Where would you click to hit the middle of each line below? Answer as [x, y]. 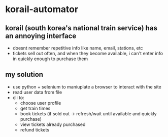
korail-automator [42, 9]
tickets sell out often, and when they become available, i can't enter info [88, 53]
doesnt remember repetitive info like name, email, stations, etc [78, 48]
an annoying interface [41, 36]
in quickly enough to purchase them [50, 59]
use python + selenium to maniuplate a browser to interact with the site [87, 86]
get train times [35, 108]
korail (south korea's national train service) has [81, 28]
